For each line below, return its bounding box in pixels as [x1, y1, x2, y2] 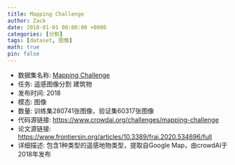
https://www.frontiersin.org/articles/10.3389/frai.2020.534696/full [17, 132, 212, 141]
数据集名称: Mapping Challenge [17, 71, 110, 79]
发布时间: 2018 [17, 89, 61, 97]
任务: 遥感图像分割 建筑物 [17, 79, 93, 88]
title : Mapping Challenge [7, 10, 84, 18]
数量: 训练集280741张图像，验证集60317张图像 [17, 106, 155, 115]
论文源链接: [17, 124, 51, 133]
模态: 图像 [17, 97, 47, 106]
